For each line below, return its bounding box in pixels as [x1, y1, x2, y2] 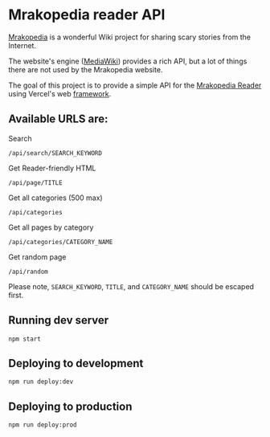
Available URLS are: [8, 112, 108, 126]
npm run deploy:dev [8, 378, 74, 386]
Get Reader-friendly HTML [8, 163, 96, 173]
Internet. [8, 40, 37, 50]
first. [8, 290, 24, 300]
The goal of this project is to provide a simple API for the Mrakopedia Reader [8, 80, 262, 90]
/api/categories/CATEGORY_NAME [8, 238, 113, 246]
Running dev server [8, 313, 109, 327]
